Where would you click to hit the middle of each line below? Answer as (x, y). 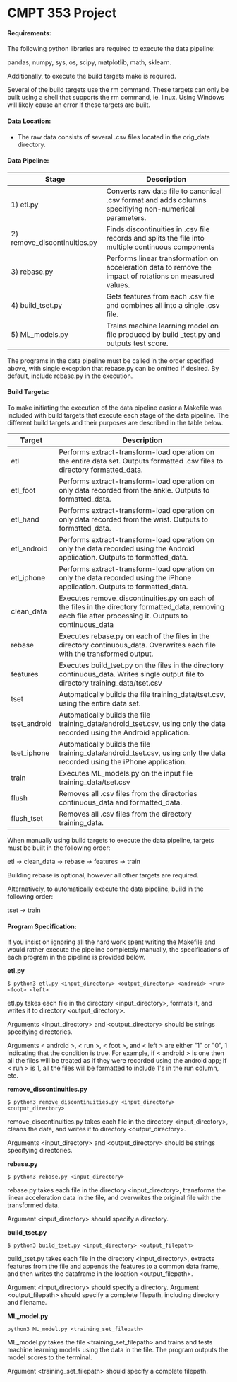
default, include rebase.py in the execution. (70, 376)
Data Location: (29, 121)
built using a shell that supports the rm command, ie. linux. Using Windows (116, 98)
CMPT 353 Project (62, 13)
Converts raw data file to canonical (164, 191)
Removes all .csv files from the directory (125, 814)
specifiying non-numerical (151, 209)
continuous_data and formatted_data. (120, 802)
